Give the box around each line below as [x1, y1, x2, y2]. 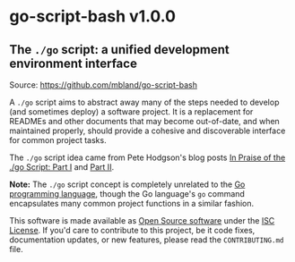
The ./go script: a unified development [9, 42, 230, 57]
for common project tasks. [9, 135, 107, 145]
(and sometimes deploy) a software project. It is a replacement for [9, 106, 254, 117]
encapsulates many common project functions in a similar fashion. [9, 199, 255, 208]
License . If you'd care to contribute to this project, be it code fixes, [9, 225, 256, 235]
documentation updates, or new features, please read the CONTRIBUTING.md [9, 234, 284, 245]
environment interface [9, 55, 137, 71]
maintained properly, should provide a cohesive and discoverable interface [9, 125, 286, 136]
